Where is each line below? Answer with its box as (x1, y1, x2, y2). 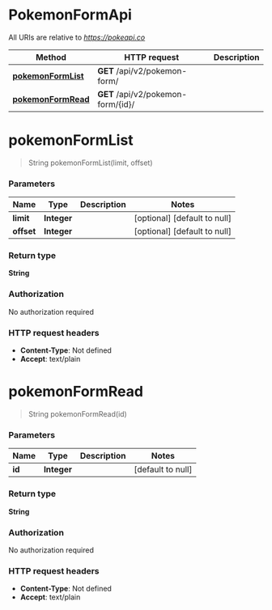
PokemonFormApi (8, 6, 132, 24)
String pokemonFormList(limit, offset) (28, 158, 153, 167)
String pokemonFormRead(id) (28, 409, 127, 418)
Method (35, 51, 67, 62)
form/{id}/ (97, 99, 135, 110)
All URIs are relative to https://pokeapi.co (8, 32, 146, 42)
